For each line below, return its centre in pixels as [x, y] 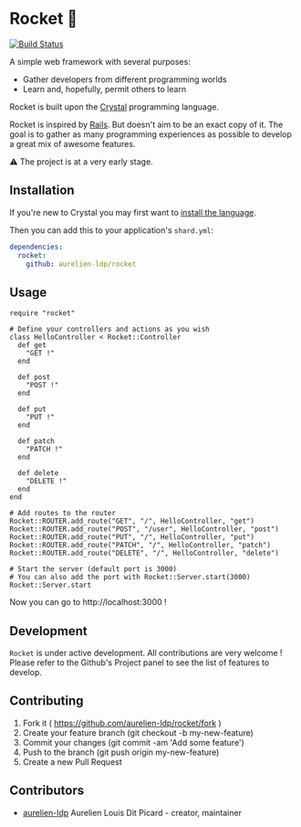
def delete [38, 473]
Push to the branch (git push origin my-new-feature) [121, 752]
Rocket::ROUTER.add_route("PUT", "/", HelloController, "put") [132, 537]
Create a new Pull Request [73, 761]
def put [32, 409]
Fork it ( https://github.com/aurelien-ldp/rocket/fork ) [122, 723]
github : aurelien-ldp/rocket [81, 264]
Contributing [47, 701]
